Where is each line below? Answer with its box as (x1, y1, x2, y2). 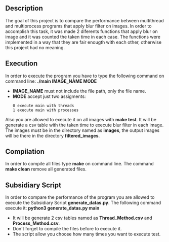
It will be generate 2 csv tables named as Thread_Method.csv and (12, 215, 152, 221)
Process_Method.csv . (12, 220, 60, 226)
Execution (5, 59, 38, 68)
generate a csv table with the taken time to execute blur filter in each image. (5, 122, 164, 128)
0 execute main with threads (12, 103, 74, 108)
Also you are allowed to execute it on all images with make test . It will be (5, 116, 157, 122)
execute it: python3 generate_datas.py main (5, 205, 100, 211)
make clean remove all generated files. (5, 166, 87, 172)
